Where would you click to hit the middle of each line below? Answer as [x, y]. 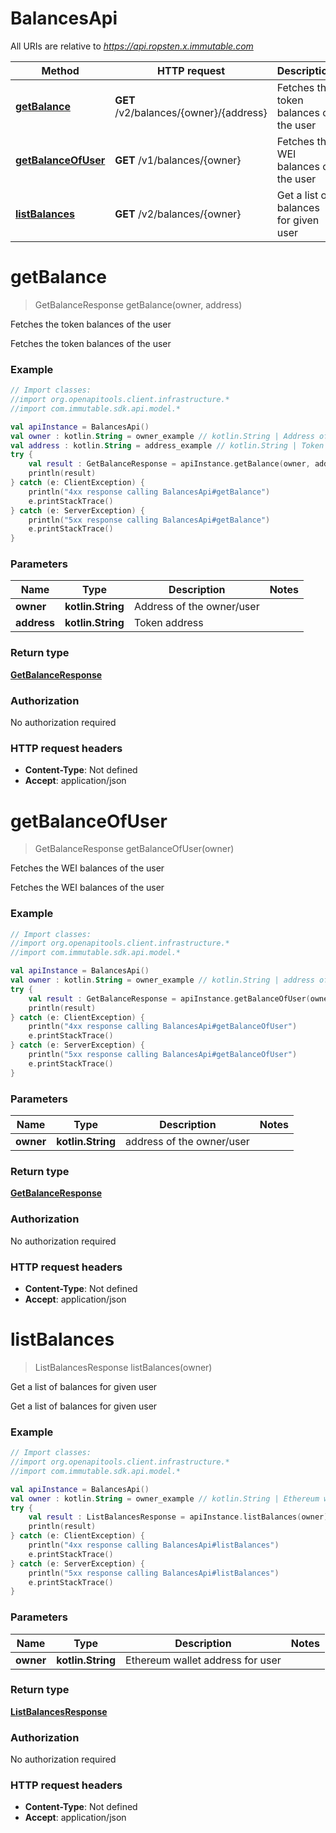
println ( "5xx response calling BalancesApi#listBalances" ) [154, 1573]
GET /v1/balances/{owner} [178, 160]
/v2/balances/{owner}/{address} [191, 112]
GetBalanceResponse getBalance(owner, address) [138, 304]
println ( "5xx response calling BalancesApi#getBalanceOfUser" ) [163, 1055]
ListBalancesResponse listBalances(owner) [123, 1367]
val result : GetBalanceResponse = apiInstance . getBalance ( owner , [169, 464]
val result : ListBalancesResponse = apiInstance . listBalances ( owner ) [178, 1517]
